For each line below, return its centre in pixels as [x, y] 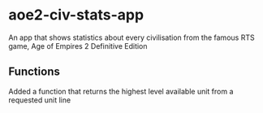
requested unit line [40, 100]
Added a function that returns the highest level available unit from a [121, 91]
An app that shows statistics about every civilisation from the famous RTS [131, 37]
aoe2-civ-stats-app [76, 15]
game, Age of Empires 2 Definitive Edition [78, 46]
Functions [34, 72]
